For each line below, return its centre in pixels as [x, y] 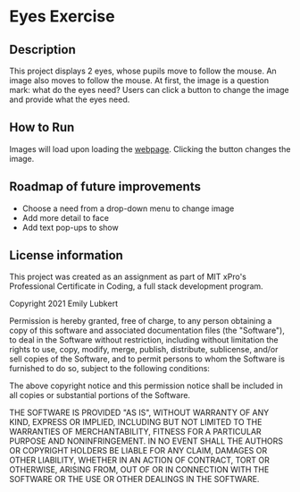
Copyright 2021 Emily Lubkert [64, 304]
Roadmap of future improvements [105, 187]
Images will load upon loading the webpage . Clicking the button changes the [150, 148]
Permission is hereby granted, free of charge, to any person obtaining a [141, 321]
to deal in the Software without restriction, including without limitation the [144, 340]
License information [66, 255]
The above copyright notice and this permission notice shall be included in [146, 386]
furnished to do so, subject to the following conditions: [109, 369]
